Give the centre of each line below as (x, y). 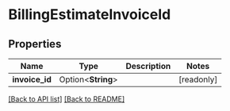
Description (148, 66)
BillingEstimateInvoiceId (90, 15)
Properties (35, 44)
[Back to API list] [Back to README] (67, 99)
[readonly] (198, 79)
